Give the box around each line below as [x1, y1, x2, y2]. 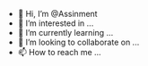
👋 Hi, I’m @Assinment [17, 9, 98, 19]
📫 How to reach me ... [17, 47, 101, 57]
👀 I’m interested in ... [17, 18, 94, 29]
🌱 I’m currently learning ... [17, 28, 114, 37]
